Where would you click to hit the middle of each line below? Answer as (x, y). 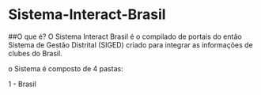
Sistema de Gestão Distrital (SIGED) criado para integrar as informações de (130, 44)
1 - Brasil (23, 84)
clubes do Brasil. (36, 53)
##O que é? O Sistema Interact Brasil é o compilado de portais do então (125, 36)
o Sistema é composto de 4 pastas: (66, 68)
